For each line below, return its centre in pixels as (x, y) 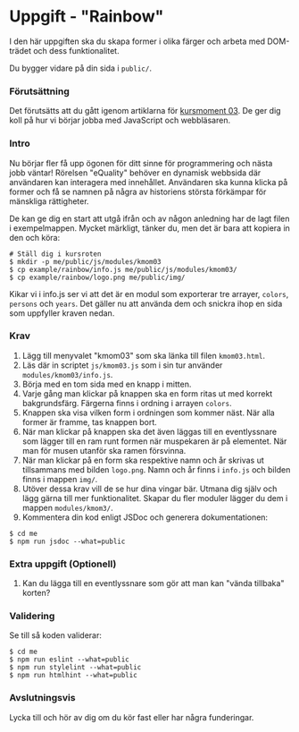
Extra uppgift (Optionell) (63, 564)
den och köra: (35, 237)
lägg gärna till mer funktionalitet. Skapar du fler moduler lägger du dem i (155, 498)
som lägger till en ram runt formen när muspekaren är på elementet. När (154, 441)
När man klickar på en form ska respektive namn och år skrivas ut (143, 460)
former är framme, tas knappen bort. (90, 421)
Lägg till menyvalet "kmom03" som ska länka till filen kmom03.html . (144, 355)
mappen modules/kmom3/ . (67, 507)
